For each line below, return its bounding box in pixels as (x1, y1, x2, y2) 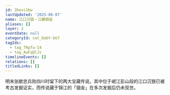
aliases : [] (5, 21, 30, 27)
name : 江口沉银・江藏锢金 (5, 17, 53, 22)
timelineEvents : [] (5, 54, 47, 60)
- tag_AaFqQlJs (10, 50, 42, 55)
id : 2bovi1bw (5, 7, 33, 13)
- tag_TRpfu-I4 (10, 45, 42, 50)
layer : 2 (5, 26, 24, 31)
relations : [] (5, 59, 35, 64)
